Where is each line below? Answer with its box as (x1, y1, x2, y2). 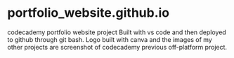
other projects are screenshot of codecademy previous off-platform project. (7, 43, 227, 51)
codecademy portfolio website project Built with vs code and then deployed (7, 28, 226, 36)
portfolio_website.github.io (7, 5, 170, 21)
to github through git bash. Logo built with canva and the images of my (7, 35, 212, 43)
